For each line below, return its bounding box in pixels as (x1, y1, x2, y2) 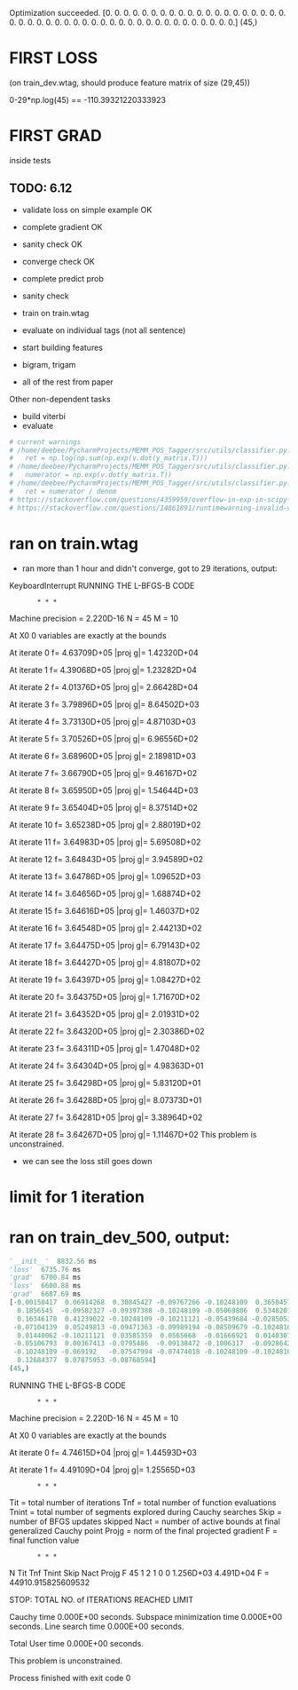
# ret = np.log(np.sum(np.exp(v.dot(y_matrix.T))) (9, 454, 208, 463)
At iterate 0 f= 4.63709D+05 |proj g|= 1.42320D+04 (9, 647, 199, 658)
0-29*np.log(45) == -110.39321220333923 (9, 94, 167, 105)
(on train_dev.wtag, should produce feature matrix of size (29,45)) (9, 77, 251, 88)
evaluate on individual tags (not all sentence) (21, 324, 186, 336)
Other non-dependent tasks (9, 393, 111, 404)
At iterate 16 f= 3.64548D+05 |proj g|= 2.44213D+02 (9, 923, 202, 933)
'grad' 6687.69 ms (9, 1289, 82, 1299)
